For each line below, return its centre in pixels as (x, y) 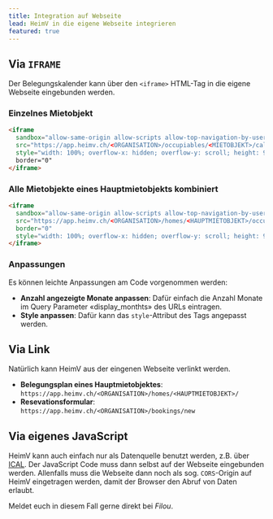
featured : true (34, 31)
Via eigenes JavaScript (68, 436)
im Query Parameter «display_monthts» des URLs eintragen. (121, 307)
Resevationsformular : (58, 402)
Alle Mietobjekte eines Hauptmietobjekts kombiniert (113, 189)
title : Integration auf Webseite (65, 16)
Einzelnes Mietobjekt (51, 113)
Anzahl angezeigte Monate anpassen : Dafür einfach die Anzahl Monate (141, 298)
